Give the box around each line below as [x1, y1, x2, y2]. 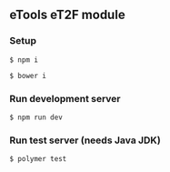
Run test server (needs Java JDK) [9, 134, 161, 147]
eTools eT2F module [9, 7, 125, 23]
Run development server [9, 92, 121, 105]
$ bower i [9, 71, 47, 80]
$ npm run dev [9, 113, 64, 122]
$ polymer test [9, 155, 67, 164]
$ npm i [9, 55, 39, 65]
